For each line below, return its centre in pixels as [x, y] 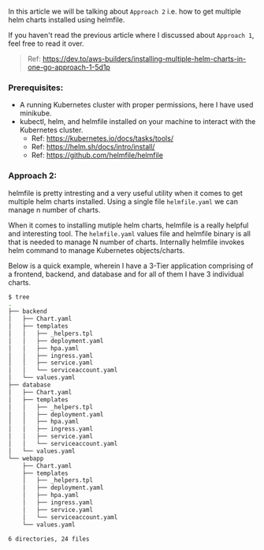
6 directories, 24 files [49, 539]
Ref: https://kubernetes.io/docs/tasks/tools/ [102, 138]
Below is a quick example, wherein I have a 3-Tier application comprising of [131, 266]
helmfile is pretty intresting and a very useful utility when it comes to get [125, 193]
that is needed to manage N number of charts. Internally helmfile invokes [126, 242]
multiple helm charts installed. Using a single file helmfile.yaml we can [123, 202]
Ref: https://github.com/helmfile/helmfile [97, 155]
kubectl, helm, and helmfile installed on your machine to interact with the [138, 122]
